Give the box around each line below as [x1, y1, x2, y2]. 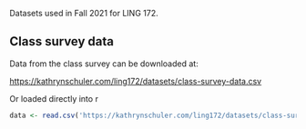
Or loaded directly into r [9, 93, 98, 104]
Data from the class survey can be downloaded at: [9, 58, 199, 69]
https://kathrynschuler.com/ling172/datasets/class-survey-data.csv [9, 75, 262, 86]
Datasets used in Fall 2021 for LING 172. [9, 8, 158, 18]
